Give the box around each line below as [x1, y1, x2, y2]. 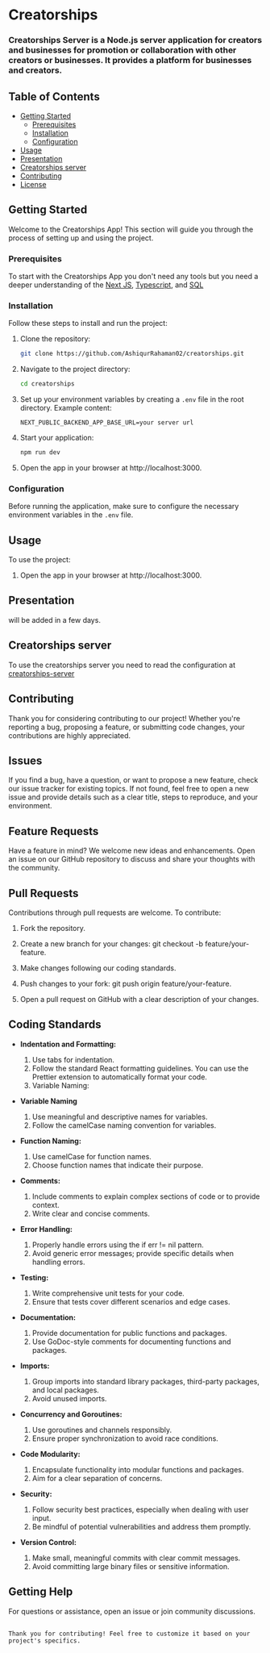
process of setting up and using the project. [8, 232, 154, 243]
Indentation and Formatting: [19, 1039, 117, 1049]
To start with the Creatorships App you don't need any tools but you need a [8, 272, 259, 282]
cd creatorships [19, 380, 75, 388]
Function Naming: [19, 1136, 82, 1146]
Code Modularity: [19, 1449, 81, 1459]
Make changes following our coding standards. [19, 962, 177, 973]
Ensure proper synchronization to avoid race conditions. [31, 1434, 219, 1443]
